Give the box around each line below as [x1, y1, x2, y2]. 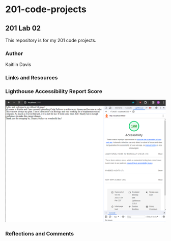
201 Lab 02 [5, 24, 41, 33]
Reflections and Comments [5, 230, 74, 237]
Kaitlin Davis [5, 62, 32, 68]
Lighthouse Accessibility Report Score [5, 88, 103, 95]
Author [5, 50, 23, 57]
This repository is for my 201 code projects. [5, 37, 97, 43]
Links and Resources [5, 74, 58, 81]
